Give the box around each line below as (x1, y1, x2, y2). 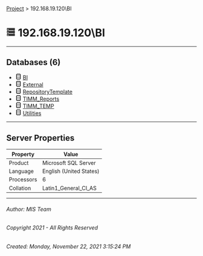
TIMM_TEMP (22, 102, 54, 110)
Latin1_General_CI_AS (42, 184, 97, 192)
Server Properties (6, 133, 75, 143)
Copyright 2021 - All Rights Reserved (6, 224, 98, 231)
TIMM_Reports (22, 95, 59, 102)
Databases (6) (6, 57, 61, 67)
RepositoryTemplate (22, 88, 72, 96)
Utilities (22, 110, 42, 117)
